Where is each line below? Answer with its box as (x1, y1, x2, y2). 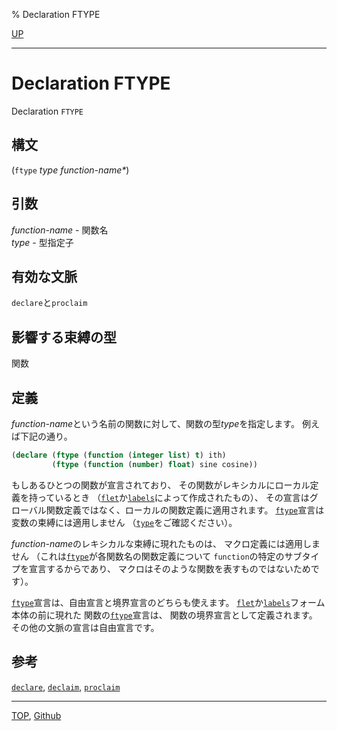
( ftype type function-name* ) (11, 164, 130, 176)
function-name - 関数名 (11, 224, 109, 236)
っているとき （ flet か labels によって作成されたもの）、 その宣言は (37, 491, 310, 503)
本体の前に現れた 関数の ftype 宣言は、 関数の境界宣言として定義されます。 (11, 609, 318, 621)
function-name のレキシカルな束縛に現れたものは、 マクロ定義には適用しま (11, 537, 321, 549)
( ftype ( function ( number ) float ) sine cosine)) (51, 459, 258, 469)
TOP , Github (11, 709, 62, 721)
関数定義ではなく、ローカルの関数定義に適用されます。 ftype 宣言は (45, 504, 325, 516)
